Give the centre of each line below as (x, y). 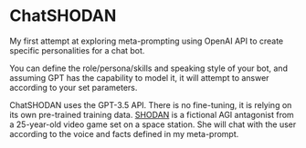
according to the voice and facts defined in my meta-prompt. (124, 133)
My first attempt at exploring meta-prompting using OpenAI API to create (147, 41)
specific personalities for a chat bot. (77, 50)
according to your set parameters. (74, 87)
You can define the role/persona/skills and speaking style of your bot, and (148, 68)
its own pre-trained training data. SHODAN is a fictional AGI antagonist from (152, 114)
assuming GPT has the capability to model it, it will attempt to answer (139, 77)
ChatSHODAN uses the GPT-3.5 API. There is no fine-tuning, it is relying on (151, 104)
